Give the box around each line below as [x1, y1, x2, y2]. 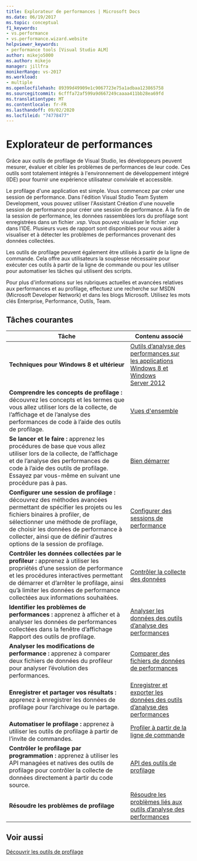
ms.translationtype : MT [6, 96, 64, 102]
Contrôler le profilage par [9, 745, 81, 752]
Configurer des [130, 507, 172, 515]
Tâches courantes [6, 315, 73, 325]
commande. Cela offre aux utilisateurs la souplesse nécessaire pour [6, 255, 170, 262]
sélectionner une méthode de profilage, [9, 518, 118, 526]
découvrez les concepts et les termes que [9, 396, 125, 403]
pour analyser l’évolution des [9, 664, 89, 672]
